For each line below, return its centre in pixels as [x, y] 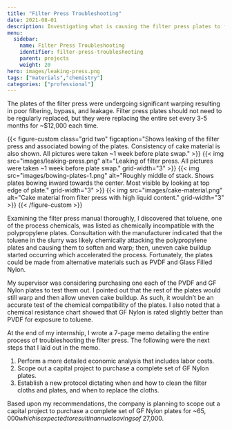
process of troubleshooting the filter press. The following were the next [108, 340]
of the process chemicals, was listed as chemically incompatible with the [111, 226]
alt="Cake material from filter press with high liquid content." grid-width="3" [116, 198]
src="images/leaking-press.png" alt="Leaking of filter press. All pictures [110, 161]
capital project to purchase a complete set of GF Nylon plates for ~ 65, [107, 411]
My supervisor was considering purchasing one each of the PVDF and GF [112, 283]
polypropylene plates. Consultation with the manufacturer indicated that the [115, 233]
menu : [15, 33]
